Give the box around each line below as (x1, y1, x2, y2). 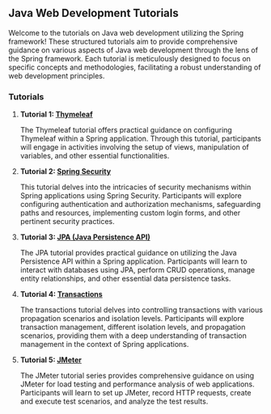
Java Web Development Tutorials (8, 6, 180, 20)
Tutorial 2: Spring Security (19, 167, 112, 176)
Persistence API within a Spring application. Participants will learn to (19, 256, 248, 266)
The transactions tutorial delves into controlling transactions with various (19, 305, 263, 315)
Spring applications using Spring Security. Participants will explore (19, 191, 242, 201)
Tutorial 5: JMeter (19, 355, 83, 365)
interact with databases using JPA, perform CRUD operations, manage (19, 265, 256, 275)
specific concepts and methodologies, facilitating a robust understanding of (8, 62, 261, 72)
